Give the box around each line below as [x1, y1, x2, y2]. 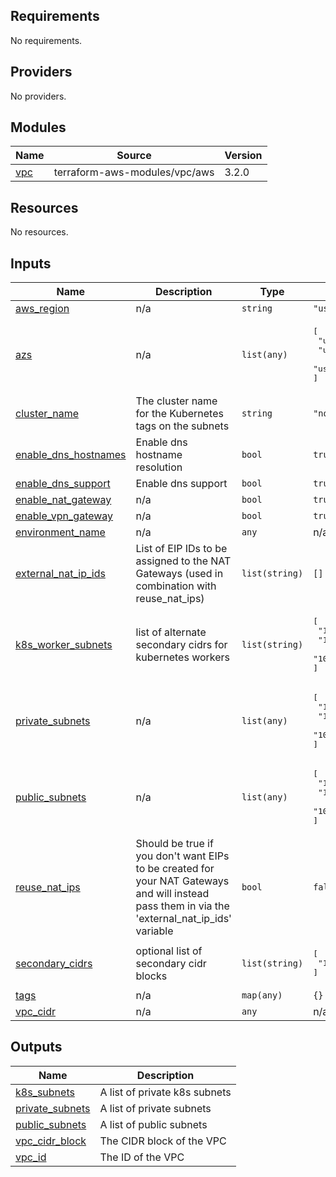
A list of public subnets [99, 1117, 208, 1131]
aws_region [15, 302, 70, 316]
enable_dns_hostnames [15, 448, 127, 462]
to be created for [135, 862, 215, 876]
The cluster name [135, 394, 218, 408]
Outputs [10, 1039, 63, 1056]
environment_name [15, 525, 106, 539]
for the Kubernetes [135, 407, 224, 421]
